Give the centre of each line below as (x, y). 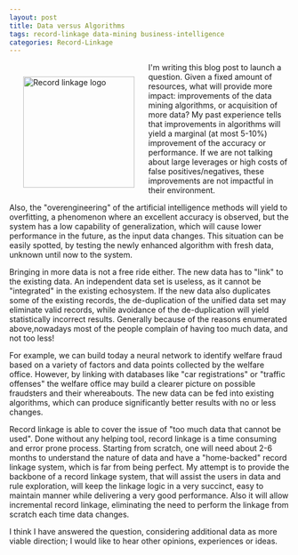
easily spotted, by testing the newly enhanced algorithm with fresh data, (141, 245)
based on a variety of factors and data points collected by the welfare (137, 365)
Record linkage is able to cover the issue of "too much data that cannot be (145, 430)
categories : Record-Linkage (61, 42)
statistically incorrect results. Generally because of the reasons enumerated (148, 319)
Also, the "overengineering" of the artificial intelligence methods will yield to (148, 208)
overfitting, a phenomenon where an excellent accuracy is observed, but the (149, 217)
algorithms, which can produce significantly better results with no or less (143, 403)
